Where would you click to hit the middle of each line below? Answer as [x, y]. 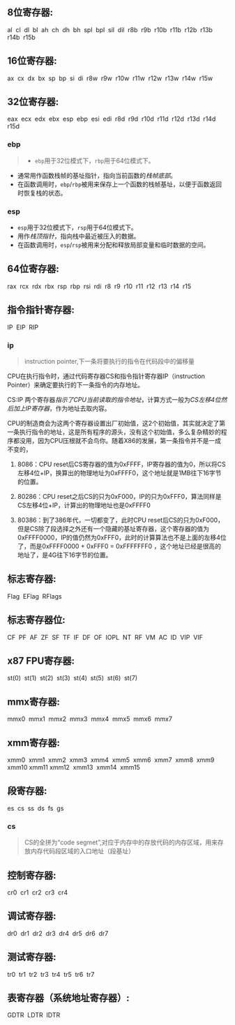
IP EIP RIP [23, 327]
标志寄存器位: [37, 620]
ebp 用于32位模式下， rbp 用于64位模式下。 [94, 160]
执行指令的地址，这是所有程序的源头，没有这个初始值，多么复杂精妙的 [120, 432]
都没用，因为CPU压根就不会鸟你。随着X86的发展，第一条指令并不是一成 [117, 440]
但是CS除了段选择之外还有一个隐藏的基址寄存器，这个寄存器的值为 [113, 528]
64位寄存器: [33, 269]
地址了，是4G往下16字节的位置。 [65, 555]
